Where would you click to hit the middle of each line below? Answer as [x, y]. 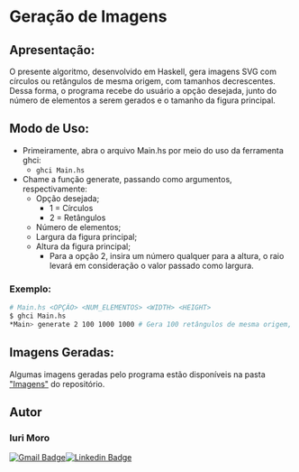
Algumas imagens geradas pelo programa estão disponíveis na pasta [137, 374]
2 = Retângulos [77, 217]
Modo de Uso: [50, 129]
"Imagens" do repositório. [57, 384]
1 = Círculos [71, 208]
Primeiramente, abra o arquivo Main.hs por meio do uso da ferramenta [153, 150]
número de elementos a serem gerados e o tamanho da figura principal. [143, 100]
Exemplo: [31, 289]
